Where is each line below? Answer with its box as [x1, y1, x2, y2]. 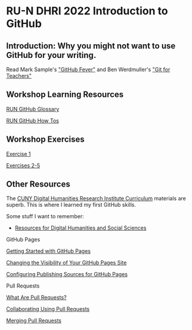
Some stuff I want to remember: [6, 213, 85, 220]
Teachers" [6, 72, 32, 79]
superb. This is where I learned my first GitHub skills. [6, 201, 136, 209]
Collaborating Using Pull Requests [6, 305, 90, 313]
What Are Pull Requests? [6, 294, 67, 301]
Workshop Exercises [6, 135, 85, 145]
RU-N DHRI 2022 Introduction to [6, 4, 168, 18]
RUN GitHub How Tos [6, 117, 60, 124]
